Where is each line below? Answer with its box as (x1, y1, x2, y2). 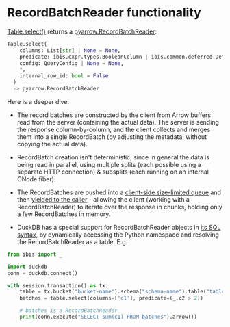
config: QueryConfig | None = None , (19, 60, 125, 66)
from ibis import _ (7, 251, 63, 258)
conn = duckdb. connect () (7, 270, 78, 276)
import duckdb (7, 263, 48, 270)
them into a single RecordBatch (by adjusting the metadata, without (16, 132, 207, 141)
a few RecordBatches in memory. (16, 210, 111, 218)
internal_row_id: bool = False (19, 73, 109, 79)
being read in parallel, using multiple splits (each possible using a (16, 160, 201, 168)
